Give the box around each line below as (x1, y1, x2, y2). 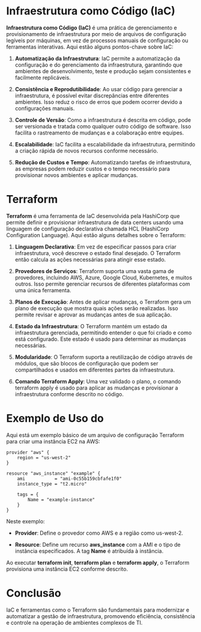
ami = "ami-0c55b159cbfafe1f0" (17, 475, 122, 481)
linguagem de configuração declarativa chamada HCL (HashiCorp (6, 225, 169, 232)
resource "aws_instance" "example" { (6, 470, 101, 477)
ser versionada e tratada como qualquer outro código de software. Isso (14, 122, 191, 130)
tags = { (17, 491, 39, 498)
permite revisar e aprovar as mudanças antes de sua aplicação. (14, 311, 172, 318)
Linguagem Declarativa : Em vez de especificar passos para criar (14, 243, 177, 250)
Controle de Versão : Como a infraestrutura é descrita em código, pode (14, 116, 191, 124)
